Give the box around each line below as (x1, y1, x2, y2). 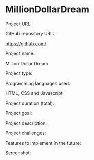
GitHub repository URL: (5, 30, 55, 36)
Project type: (5, 70, 32, 76)
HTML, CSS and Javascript (5, 90, 63, 96)
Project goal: (5, 110, 32, 116)
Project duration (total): (5, 100, 54, 106)
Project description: (5, 119, 47, 126)
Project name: (5, 50, 35, 56)
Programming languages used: (5, 80, 70, 86)
